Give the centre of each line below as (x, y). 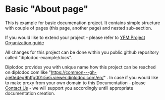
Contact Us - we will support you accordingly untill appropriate (69, 88)
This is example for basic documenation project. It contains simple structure (82, 23)
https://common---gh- (74, 72)
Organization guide (25, 42)
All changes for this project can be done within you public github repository (82, 52)
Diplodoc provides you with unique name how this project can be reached (81, 67)
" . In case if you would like (131, 77)
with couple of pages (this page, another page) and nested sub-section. (79, 28)
